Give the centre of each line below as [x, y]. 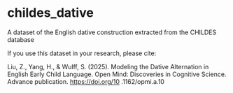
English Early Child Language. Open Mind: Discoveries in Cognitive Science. [117, 74]
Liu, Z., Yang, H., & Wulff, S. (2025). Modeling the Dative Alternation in [108, 66]
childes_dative [51, 13]
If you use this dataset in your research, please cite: [82, 53]
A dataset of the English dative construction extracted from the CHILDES [112, 32]
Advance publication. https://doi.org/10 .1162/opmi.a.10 [86, 81]
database [21, 39]
